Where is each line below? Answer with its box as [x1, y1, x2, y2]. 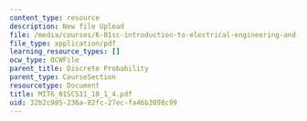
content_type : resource [9, 13, 101, 23]
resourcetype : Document [9, 81, 101, 90]
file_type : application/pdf [9, 38, 117, 48]
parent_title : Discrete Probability [9, 65, 149, 74]
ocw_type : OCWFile [9, 55, 79, 65]
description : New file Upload [9, 22, 125, 31]
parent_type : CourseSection [9, 73, 117, 82]
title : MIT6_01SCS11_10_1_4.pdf [9, 89, 132, 98]
